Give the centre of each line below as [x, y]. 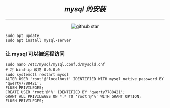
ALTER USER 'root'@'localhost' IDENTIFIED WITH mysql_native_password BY [85, 79]
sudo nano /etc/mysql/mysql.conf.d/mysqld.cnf [55, 65]
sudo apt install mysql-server [38, 40]
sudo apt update [22, 35]
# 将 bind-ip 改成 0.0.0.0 [32, 70]
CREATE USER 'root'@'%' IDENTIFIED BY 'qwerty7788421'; [65, 92]
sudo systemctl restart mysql [37, 75]
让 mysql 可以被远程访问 [35, 54]
